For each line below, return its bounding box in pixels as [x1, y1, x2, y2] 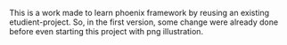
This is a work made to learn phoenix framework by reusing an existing [9, 8, 270, 18]
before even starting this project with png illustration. [9, 26, 203, 36]
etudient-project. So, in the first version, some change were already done [9, 17, 279, 27]
